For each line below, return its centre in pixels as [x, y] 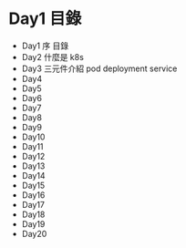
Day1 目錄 [45, 19]
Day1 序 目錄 [45, 46]
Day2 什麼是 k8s [52, 57]
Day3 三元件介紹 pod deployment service [99, 68]
